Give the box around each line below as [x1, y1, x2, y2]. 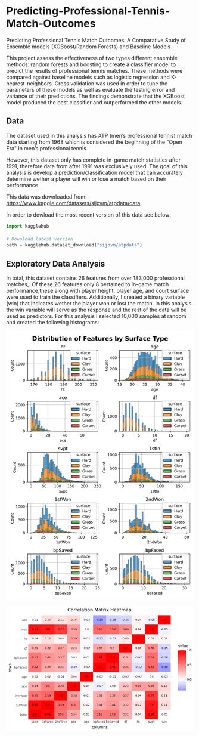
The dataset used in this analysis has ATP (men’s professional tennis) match [6, 132, 192, 139]
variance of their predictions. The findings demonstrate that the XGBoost [6, 92, 185, 100]
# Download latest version [6, 236, 73, 242]
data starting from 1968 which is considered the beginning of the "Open [6, 138, 183, 146]
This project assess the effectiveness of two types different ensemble [6, 54, 178, 61]
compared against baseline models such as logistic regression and [6, 73, 170, 81]
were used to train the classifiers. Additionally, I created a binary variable [6, 293, 185, 301]
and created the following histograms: [6, 319, 99, 326]
